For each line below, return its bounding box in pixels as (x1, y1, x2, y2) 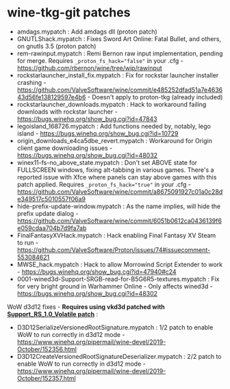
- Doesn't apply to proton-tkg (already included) (87, 92, 223, 101)
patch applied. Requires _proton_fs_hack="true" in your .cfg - (16, 180, 192, 188)
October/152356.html (16, 344, 77, 353)
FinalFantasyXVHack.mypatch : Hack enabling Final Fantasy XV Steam (16, 231, 216, 239)
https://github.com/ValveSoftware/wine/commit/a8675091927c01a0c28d (16, 187, 223, 196)
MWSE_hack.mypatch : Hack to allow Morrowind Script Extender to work (16, 260, 223, 268)
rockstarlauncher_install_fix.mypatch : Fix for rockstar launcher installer (16, 71, 219, 79)
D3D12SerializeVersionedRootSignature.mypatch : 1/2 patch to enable (16, 323, 214, 331)
